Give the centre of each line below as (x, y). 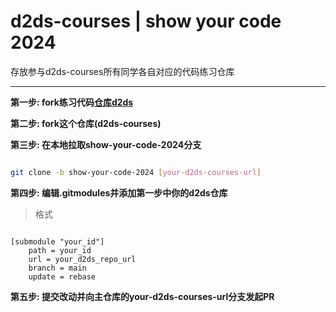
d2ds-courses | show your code (146, 21)
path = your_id (60, 250)
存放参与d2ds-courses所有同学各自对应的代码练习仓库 (122, 71)
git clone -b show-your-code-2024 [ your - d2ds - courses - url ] (136, 172)
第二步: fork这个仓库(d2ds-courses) (86, 123)
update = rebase (62, 276)
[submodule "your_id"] (57, 241)
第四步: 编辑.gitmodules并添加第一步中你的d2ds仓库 (119, 192)
